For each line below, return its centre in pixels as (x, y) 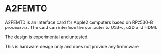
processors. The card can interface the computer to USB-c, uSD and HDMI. (81, 27)
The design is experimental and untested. (47, 37)
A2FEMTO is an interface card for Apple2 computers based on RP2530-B (79, 22)
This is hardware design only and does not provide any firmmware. (73, 46)
